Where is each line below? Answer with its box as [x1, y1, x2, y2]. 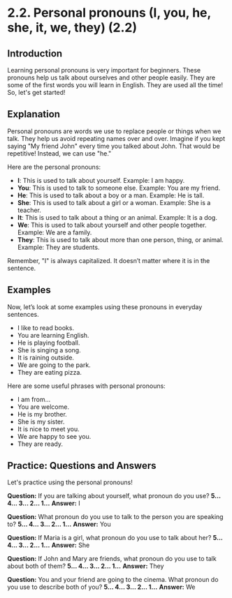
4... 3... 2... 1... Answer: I [7, 499, 80, 507]
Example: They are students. [17, 243, 100, 251]
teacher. [17, 206, 42, 214]
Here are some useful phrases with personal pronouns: [7, 382, 166, 390]
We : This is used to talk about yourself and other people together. [17, 220, 208, 229]
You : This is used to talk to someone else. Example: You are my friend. [17, 184, 221, 192]
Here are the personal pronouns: [7, 163, 101, 171]
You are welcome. [17, 403, 70, 411]
